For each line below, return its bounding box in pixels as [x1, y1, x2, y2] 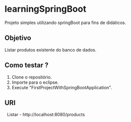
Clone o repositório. [11, 74, 52, 80]
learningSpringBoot [4, 3, 86, 15]
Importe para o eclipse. [11, 79, 59, 85]
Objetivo [4, 34, 31, 42]
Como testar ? [4, 61, 49, 70]
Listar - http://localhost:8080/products [6, 112, 85, 118]
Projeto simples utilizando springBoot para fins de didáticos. [4, 20, 126, 25]
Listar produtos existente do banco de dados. [4, 47, 97, 52]
